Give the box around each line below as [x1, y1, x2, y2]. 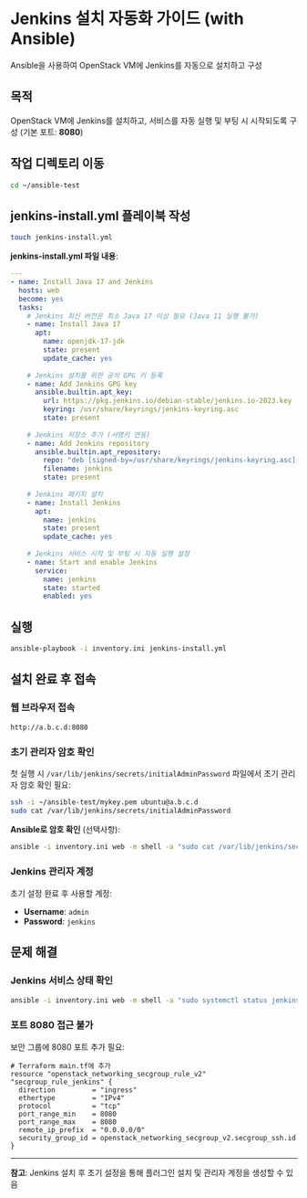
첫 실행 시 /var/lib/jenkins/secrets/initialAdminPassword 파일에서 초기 [10, 768, 279, 779]
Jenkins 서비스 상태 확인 [10, 974, 113, 987]
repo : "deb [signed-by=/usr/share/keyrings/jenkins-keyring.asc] [43, 456, 297, 465]
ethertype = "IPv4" [18, 1093, 126, 1102]
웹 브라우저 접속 [10, 701, 76, 714]
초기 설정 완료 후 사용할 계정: [10, 887, 113, 898]
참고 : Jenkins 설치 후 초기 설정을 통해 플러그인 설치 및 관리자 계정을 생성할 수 [10, 1167, 284, 1178]
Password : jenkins [23, 916, 97, 927]
